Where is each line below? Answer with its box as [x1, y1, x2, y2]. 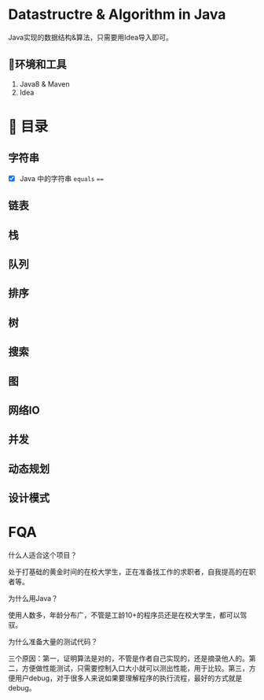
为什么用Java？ [8, 594, 59, 603]
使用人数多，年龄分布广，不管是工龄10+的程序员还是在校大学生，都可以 [8, 610, 240, 620]
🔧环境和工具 [8, 57, 67, 72]
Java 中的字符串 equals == [19, 173, 104, 183]
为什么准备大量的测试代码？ [8, 637, 98, 646]
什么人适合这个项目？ [8, 550, 77, 560]
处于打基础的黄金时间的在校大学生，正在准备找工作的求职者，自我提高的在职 [8, 567, 256, 576]
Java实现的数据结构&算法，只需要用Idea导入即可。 [8, 32, 173, 42]
